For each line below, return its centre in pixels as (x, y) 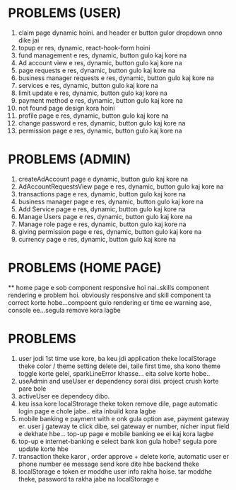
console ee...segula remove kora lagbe (64, 310)
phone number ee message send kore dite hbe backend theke (109, 464)
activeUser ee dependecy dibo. (64, 396)
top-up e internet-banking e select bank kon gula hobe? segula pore (118, 441)
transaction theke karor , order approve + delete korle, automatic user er (123, 456)
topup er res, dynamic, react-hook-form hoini (84, 48)
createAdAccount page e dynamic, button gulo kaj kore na (103, 179)
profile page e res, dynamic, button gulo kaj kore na (93, 116)
